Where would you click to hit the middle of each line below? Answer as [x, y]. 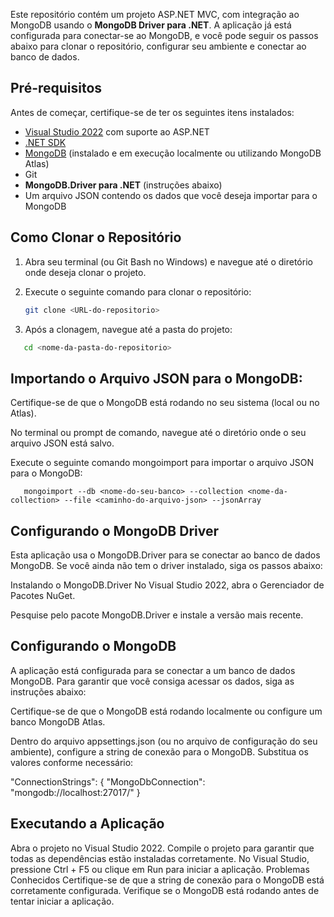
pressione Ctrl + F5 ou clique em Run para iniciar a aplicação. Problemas [160, 869]
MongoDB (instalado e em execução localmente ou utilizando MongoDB [173, 153]
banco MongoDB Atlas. [58, 721]
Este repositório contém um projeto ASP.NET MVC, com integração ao [155, 14]
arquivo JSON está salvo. [62, 443]
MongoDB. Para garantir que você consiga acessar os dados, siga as [152, 681]
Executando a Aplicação [87, 824]
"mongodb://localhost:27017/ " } [75, 792]
